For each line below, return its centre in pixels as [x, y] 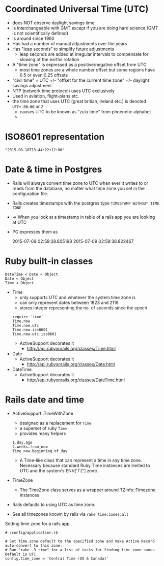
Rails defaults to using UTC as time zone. [54, 504]
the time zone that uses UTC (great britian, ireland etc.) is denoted [79, 101]
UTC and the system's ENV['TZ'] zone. [59, 470]
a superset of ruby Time [43, 428]
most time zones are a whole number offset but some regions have [87, 69]
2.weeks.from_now [30, 447]
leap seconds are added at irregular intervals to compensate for [84, 54]
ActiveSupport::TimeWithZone [43, 413]
